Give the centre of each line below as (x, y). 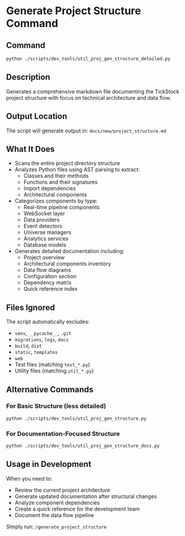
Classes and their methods (56, 176)
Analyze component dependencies (57, 502)
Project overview (44, 258)
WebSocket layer (44, 213)
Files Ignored (30, 308)
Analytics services (46, 239)
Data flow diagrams (47, 270)
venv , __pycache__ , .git (43, 333)
